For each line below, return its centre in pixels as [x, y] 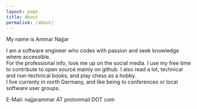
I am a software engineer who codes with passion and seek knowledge [93, 51]
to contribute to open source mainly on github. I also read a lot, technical [95, 70]
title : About [22, 17]
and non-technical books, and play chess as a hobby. [71, 76]
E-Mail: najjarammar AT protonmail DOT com [61, 100]
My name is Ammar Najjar [38, 39]
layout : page [22, 11]
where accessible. [28, 57]
